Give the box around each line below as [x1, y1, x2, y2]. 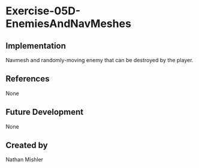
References [5, 74, 50, 84]
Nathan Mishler [5, 156, 43, 163]
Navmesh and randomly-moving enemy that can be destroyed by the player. [5, 57, 194, 63]
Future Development [5, 107, 84, 117]
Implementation [5, 41, 67, 51]
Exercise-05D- [5, 4, 81, 18]
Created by [5, 140, 49, 151]
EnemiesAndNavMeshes [5, 17, 131, 30]
